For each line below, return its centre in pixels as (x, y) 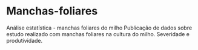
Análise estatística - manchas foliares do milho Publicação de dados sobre (99, 28)
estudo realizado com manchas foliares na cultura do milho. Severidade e (98, 34)
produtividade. (25, 40)
